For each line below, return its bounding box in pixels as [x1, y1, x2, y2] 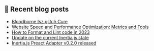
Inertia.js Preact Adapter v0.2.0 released [11, 40, 97, 46]
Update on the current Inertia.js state [11, 34, 89, 40]
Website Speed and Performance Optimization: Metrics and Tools [11, 24, 149, 30]
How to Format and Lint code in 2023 [11, 29, 90, 35]
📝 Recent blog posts [4, 5, 69, 14]
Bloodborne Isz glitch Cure [11, 18, 68, 24]
